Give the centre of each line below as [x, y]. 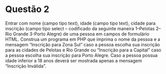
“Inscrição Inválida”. [26, 66]
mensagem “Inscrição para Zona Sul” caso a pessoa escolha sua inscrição [82, 44]
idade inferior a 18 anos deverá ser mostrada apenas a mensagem [74, 60]
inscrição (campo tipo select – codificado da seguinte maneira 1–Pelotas [80, 28]
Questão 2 [27, 9]
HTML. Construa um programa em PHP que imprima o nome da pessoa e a [83, 39]
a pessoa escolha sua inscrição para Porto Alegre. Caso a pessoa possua [81, 55]
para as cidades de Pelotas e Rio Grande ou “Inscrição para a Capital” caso [83, 50]
